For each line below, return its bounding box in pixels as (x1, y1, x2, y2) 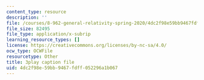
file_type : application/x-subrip (6, 31, 91, 37)
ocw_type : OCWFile (6, 48, 53, 54)
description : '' (6, 14, 47, 20)
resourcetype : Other (6, 54, 59, 60)
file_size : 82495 (6, 25, 50, 32)
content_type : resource (6, 8, 67, 15)
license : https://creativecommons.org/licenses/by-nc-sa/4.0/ (6, 43, 167, 49)
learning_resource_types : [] (6, 37, 80, 43)
